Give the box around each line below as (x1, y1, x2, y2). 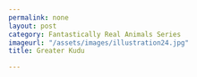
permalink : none (8, 13, 69, 22)
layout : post (8, 21, 57, 30)
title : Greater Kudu (8, 47, 86, 56)
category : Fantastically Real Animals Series (8, 30, 181, 38)
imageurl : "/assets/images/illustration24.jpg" (8, 38, 190, 47)
